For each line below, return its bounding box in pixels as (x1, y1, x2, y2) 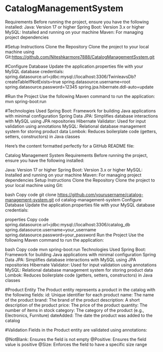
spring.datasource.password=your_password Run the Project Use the (5, 232, 144, 238)
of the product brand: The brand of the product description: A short (5, 297, 140, 303)
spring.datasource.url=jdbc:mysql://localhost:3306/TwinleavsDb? (5, 74, 136, 79)
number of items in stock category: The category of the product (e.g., (5, 307, 145, 313)
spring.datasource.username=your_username (5, 227, 97, 232)
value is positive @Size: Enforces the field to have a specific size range (5, 341, 147, 347)
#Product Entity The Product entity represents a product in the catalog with (5, 287, 155, 292)
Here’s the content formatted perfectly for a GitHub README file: (5, 143, 134, 149)
